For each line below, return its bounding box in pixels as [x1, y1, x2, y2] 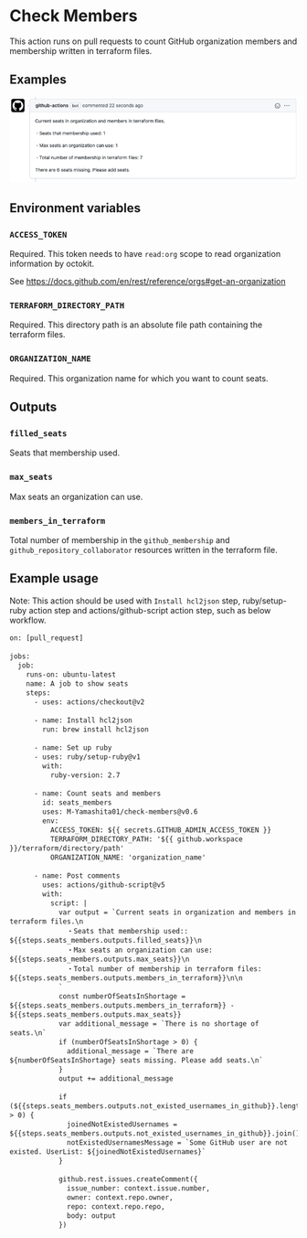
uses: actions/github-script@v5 [42, 880, 166, 890]
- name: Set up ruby [33, 742, 112, 752]
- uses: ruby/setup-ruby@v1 [33, 752, 142, 762]
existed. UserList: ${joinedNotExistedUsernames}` [9, 1147, 206, 1157]
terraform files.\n [9, 916, 84, 926]
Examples [9, 72, 67, 88]
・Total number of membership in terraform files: [67, 964, 262, 974]
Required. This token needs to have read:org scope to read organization [9, 249, 281, 260]
